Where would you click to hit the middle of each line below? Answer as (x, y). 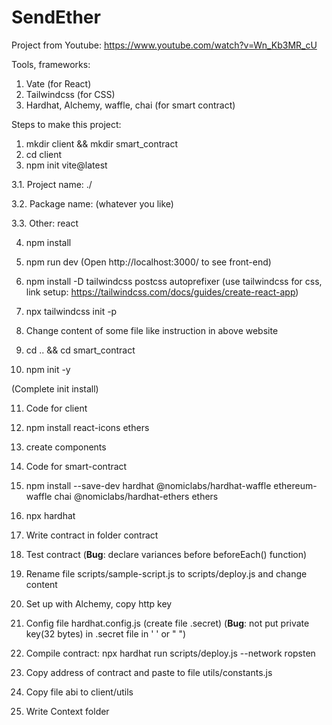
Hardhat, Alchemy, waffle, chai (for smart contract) (130, 105)
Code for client (56, 408)
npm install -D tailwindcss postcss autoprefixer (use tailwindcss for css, (174, 281)
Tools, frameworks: (51, 64)
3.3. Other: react (45, 223)
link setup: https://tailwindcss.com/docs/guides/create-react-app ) (162, 292)
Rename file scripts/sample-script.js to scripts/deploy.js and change (166, 573)
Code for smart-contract (76, 466)
